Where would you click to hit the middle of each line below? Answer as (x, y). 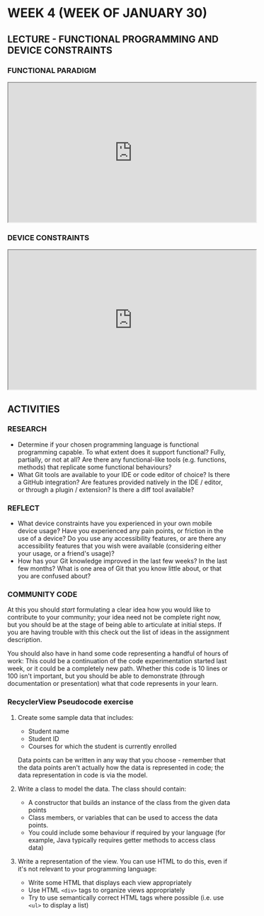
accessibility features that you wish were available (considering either (119, 546)
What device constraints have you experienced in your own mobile (115, 523)
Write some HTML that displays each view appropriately (110, 882)
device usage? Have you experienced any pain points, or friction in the (121, 531)
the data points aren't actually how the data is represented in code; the (121, 767)
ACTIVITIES (34, 409)
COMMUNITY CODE (42, 595)
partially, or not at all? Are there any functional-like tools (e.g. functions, (122, 459)
